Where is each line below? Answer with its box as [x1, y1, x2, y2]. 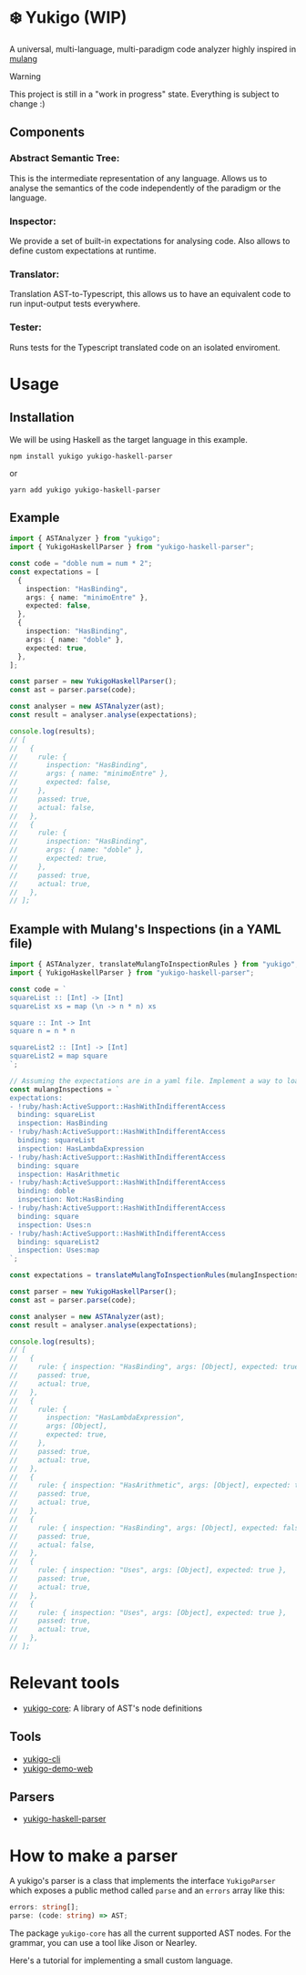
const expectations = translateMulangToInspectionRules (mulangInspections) [9, 1271, 303, 1280]
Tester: [9, 321, 43, 333]
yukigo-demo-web [22, 1763, 94, 1774]
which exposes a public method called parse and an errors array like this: [9, 1885, 285, 1896]
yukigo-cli [22, 1753, 61, 1764]
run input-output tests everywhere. [9, 298, 141, 310]
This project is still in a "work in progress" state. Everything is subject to [9, 88, 280, 99]
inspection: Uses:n [17, 1220, 92, 1230]
